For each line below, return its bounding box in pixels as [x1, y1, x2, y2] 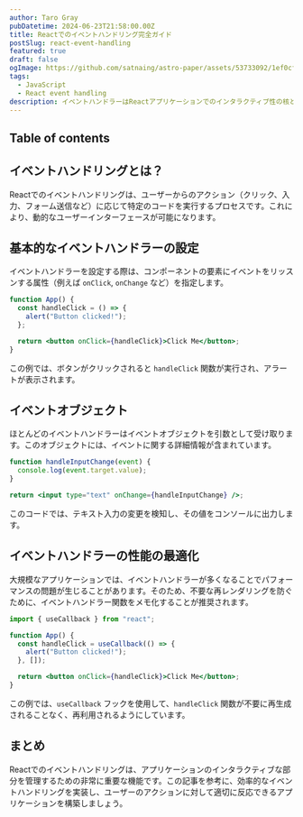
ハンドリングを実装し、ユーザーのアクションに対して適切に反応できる [16, 786, 278, 797]
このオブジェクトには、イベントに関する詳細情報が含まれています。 [23, 439, 277, 451]
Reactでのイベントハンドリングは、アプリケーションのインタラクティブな [9, 764, 283, 775]
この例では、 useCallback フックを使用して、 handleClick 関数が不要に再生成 [9, 698, 292, 709]
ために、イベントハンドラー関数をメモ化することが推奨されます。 [9, 596, 254, 607]
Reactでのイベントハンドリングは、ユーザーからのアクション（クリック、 [9, 188, 282, 199]
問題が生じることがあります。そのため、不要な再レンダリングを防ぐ [40, 585, 293, 596]
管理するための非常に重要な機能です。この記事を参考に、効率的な [24, 775, 270, 785]
